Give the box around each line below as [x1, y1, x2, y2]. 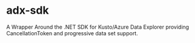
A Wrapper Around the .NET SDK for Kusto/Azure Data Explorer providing [6, 23, 190, 30]
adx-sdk [6, 4, 50, 17]
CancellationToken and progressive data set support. [6, 29, 138, 36]
